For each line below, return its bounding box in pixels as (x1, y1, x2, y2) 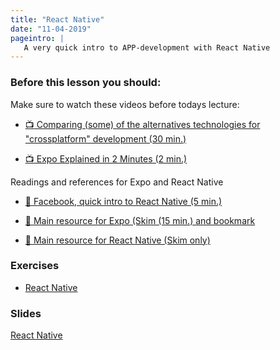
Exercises (10, 259, 60, 273)
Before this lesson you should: (10, 76, 162, 90)
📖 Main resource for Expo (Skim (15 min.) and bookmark (24, 214, 256, 226)
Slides (10, 306, 42, 320)
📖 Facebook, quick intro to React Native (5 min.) (24, 195, 223, 207)
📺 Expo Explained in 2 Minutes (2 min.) (24, 152, 188, 165)
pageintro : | (10, 33, 65, 43)
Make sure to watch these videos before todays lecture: (10, 98, 240, 110)
